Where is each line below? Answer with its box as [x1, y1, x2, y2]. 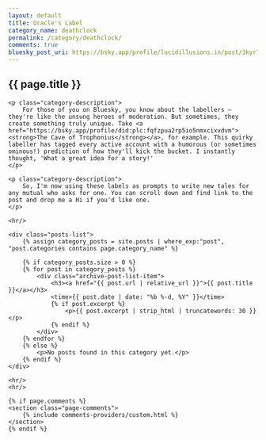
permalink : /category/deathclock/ [8, 33, 123, 42]
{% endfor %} [22, 335, 66, 342]
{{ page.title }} [8, 78, 82, 91]
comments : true [8, 41, 59, 49]
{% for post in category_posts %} [22, 265, 136, 274]
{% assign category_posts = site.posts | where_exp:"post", [22, 237, 225, 246]
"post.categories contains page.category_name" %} [8, 244, 179, 252]
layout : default [8, 11, 62, 20]
